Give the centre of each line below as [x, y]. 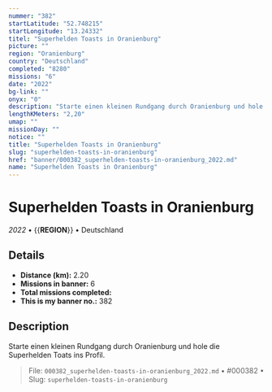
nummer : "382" [32, 16]
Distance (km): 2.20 [54, 275]
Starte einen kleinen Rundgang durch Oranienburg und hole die [114, 346]
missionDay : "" [34, 129]
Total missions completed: [66, 292]
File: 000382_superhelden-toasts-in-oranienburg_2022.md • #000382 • [146, 370]
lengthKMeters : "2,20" [47, 115]
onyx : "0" [25, 99]
